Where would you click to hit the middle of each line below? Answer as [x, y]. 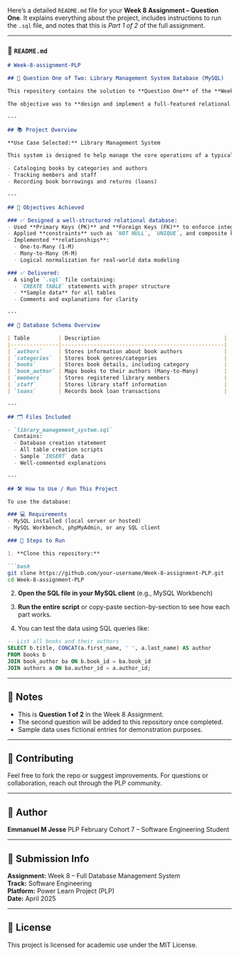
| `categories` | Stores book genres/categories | [117, 358]
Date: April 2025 [32, 899]
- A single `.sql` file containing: [62, 280]
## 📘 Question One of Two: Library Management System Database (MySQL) [116, 78]
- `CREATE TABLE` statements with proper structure [92, 286]
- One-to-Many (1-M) [44, 247]
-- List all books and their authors [63, 641]
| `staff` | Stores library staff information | [117, 385]
